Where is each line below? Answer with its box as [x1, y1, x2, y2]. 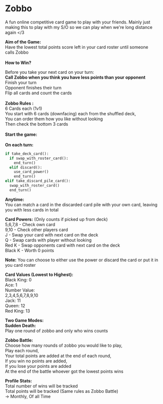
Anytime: [5, 196, 24, 202]
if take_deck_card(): [5, 151, 49, 156]
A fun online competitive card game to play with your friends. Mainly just [5, 19, 151, 25]
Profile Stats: [5, 378, 32, 383]
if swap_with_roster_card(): [9, 156, 69, 161]
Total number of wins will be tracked [5, 383, 78, 389]
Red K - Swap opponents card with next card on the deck [5, 242, 120, 248]
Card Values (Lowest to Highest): [5, 272, 73, 277]
